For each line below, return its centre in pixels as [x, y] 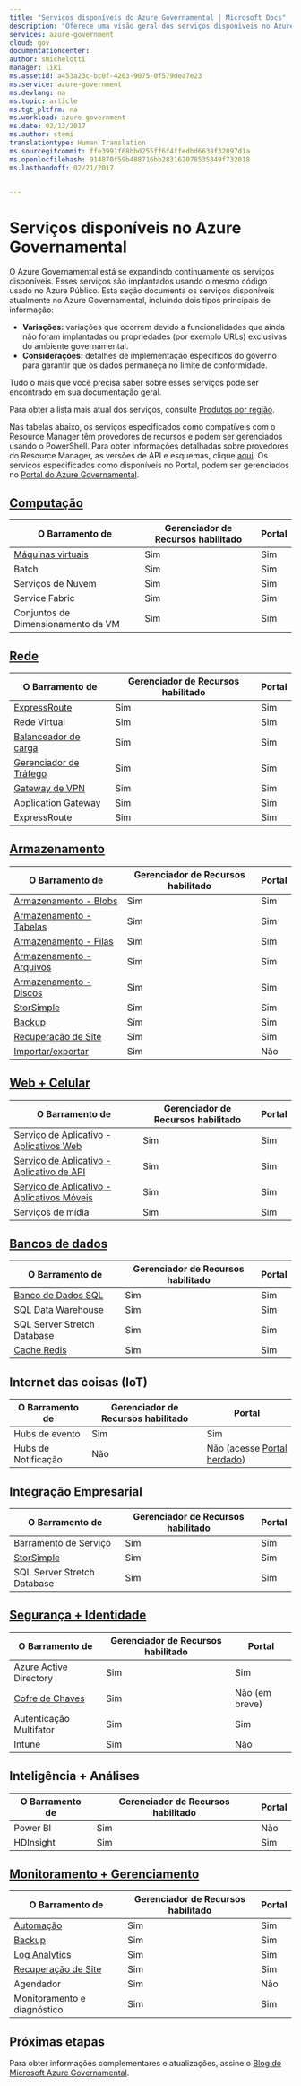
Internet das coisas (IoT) [78, 1382]
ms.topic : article [43, 101]
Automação [38, 1925]
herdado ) [226, 1460]
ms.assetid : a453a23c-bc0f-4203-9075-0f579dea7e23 [106, 76]
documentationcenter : [50, 51]
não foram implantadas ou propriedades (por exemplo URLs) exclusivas [155, 336]
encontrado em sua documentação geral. [86, 392]
